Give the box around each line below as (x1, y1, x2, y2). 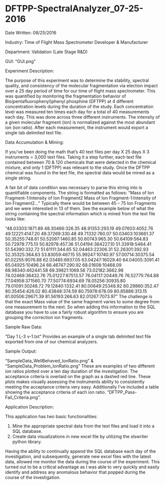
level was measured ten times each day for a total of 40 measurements (5, 109, 149, 115)
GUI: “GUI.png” (5, 58, 36, 64)
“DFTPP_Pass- (107, 389, 137, 395)
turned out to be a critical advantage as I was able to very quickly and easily (5, 464, 160, 470)
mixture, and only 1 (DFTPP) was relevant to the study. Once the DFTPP (5, 164, 150, 170)
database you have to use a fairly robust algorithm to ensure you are (5, 309, 144, 315)
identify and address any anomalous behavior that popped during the (5, 469, 146, 475)
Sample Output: (5, 348, 37, 354)
